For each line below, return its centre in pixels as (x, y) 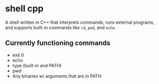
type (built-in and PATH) (37, 65)
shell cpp (24, 9)
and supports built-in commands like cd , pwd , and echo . (61, 27)
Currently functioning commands (58, 43)
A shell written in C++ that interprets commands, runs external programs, (80, 22)
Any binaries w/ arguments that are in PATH (57, 76)
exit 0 (18, 55)
